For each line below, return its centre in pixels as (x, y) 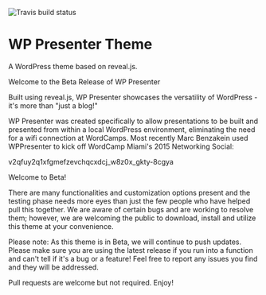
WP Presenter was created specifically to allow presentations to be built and (133, 121)
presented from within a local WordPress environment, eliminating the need (132, 129)
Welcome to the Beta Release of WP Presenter (84, 82)
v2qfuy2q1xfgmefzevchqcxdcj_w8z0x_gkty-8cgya (91, 161)
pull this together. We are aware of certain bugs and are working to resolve (131, 209)
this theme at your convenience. (61, 226)
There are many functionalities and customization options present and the (129, 192)
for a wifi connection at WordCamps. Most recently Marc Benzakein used (128, 138)
